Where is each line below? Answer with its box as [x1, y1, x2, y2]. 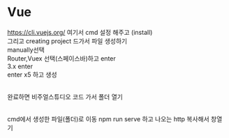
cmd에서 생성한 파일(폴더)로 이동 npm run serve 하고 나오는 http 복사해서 [7, 114, 209, 123]
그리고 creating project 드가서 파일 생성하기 [7, 36, 128, 45]
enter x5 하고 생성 [7, 70, 57, 79]
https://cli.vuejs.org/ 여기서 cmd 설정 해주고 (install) [7, 28, 153, 36]
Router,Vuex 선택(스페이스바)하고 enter [7, 54, 117, 63]
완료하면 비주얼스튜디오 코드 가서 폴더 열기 [7, 92, 124, 101]
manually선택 [7, 45, 45, 54]
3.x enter [7, 62, 34, 70]
